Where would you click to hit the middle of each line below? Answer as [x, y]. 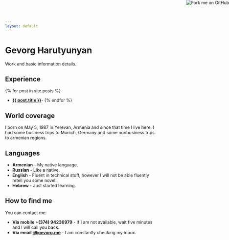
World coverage [30, 115]
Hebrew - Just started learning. [44, 186]
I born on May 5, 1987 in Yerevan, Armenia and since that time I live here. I [80, 127]
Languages [23, 153]
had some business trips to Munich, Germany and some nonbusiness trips [80, 133]
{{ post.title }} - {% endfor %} [42, 100]
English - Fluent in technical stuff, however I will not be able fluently [80, 175]
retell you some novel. [34, 180]
